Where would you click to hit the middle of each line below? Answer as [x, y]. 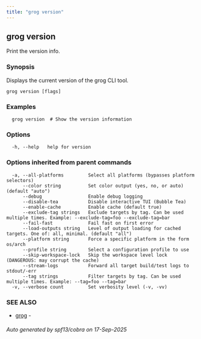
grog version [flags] [34, 91]
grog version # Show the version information [72, 119]
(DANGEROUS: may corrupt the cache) [53, 260]
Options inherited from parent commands [69, 163]
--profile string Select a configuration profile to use [106, 250]
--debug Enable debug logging [83, 196]
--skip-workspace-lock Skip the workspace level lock [95, 255]
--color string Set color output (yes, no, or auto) [103, 186]
